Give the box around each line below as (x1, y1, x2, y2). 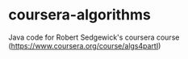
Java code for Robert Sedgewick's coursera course (8, 32, 180, 42)
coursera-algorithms (8, 6, 152, 24)
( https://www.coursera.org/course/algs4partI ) (8, 40, 161, 50)
